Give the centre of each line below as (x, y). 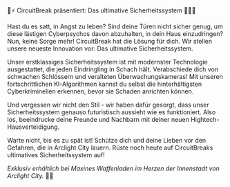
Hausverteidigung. (33, 127)
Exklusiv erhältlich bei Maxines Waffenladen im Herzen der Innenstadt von (113, 168)
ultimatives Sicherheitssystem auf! (56, 155)
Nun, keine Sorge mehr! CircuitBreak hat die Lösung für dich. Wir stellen (110, 41)
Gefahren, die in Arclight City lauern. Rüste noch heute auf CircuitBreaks (110, 148)
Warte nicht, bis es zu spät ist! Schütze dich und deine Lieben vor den (107, 140)
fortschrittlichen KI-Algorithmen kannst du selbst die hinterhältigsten (105, 84)
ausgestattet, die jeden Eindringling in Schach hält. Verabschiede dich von (113, 69)
